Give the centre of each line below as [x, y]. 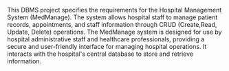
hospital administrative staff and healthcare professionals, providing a [106, 39]
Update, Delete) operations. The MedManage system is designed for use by [115, 32]
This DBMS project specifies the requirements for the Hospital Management [115, 10]
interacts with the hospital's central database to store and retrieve [100, 54]
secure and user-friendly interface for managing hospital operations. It [107, 47]
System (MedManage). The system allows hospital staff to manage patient [112, 17]
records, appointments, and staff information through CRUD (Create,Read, [112, 24]
